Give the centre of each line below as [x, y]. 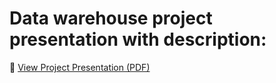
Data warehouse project [111, 18]
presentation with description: [138, 39]
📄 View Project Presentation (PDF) [80, 67]
